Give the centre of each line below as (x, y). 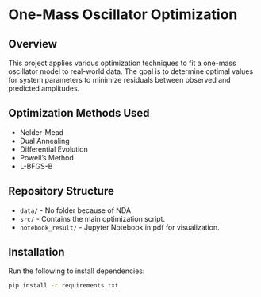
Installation (36, 252)
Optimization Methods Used (79, 113)
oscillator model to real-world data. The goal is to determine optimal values (131, 71)
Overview (33, 44)
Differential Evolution (54, 149)
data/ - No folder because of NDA (75, 210)
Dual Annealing (44, 141)
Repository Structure (61, 191)
